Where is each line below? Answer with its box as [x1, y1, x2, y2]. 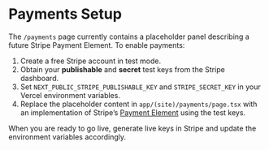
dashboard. [20, 73, 59, 83]
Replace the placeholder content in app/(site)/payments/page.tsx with [20, 99, 258, 109]
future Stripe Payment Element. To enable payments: [8, 40, 185, 49]
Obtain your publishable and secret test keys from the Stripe [20, 64, 225, 74]
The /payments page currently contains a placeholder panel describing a [8, 32, 249, 41]
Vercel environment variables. [20, 90, 120, 100]
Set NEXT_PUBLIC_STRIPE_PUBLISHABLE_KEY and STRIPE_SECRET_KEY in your [20, 82, 262, 92]
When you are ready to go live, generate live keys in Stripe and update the [8, 123, 257, 133]
